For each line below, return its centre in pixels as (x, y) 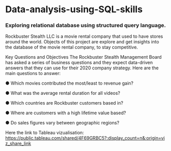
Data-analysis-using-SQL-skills (74, 9)
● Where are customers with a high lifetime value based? (66, 113)
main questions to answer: (33, 73)
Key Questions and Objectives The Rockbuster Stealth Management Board (83, 57)
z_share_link (18, 143)
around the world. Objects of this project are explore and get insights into (82, 42)
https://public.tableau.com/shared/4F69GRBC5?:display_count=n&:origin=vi (85, 138)
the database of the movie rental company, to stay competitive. (72, 47)
